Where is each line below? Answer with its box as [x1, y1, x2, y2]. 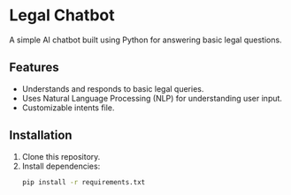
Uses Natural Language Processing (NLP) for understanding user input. [21, 93, 283, 103]
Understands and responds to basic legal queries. [21, 83, 204, 94]
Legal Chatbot [9, 5, 115, 26]
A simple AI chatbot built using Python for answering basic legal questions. [9, 34, 282, 45]
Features [9, 60, 59, 75]
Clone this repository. [21, 151, 101, 161]
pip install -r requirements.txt [21, 177, 146, 186]
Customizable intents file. [21, 102, 115, 113]
